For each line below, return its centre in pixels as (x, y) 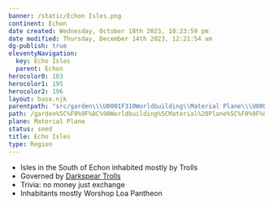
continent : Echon (38, 24)
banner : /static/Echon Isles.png (65, 16)
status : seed (30, 129)
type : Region (30, 144)
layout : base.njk (38, 99)
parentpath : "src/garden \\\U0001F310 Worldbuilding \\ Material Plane (125, 106)
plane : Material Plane (47, 122)
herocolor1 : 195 (36, 84)
